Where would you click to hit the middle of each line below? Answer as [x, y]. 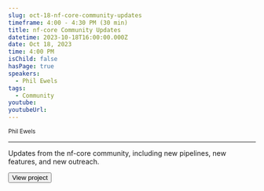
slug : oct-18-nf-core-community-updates [75, 15]
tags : [17, 88]
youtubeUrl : [27, 110]
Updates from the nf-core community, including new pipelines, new [117, 153]
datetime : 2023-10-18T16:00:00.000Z [68, 37]
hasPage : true [31, 67]
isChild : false [33, 59]
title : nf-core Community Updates [65, 30]
